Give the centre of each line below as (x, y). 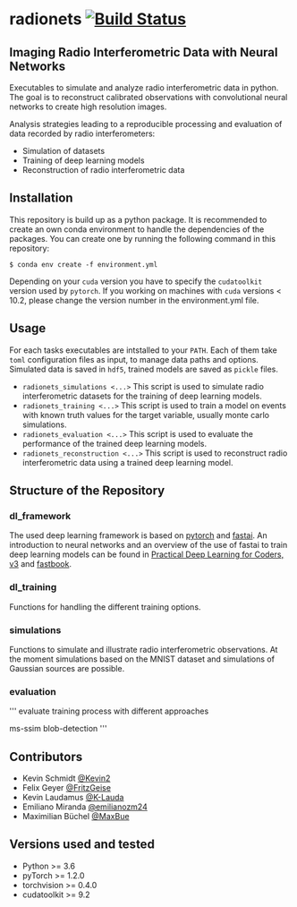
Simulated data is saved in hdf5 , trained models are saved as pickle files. (144, 369)
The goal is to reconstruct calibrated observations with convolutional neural (148, 97)
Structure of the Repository (87, 491)
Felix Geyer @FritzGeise (67, 788)
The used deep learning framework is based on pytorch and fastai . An (138, 535)
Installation (41, 198)
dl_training (33, 587)
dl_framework (40, 516)
